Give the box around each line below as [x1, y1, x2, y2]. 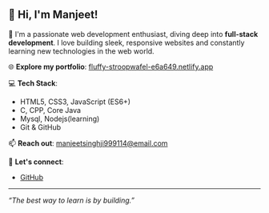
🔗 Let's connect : [8, 157, 64, 167]
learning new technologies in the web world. [8, 46, 155, 56]
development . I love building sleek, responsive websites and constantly [8, 38, 245, 47]
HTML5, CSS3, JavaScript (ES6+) [19, 97, 130, 106]
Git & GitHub [19, 122, 62, 132]
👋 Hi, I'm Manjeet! [8, 8, 98, 22]
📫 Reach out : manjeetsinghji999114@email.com [8, 138, 168, 148]
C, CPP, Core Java [19, 105, 82, 115]
